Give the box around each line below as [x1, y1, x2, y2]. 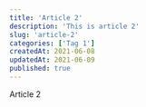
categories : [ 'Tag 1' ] [9, 38, 95, 48]
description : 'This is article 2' [9, 22, 141, 31]
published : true [9, 64, 71, 73]
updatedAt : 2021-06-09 [9, 55, 95, 64]
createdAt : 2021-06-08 [9, 47, 95, 56]
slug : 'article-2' [9, 30, 79, 39]
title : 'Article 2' [9, 13, 83, 23]
